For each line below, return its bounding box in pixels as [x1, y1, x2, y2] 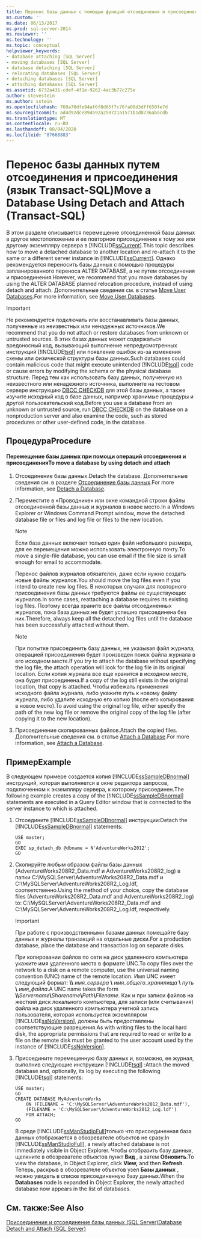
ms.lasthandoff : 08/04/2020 [6, 126, 77, 132]
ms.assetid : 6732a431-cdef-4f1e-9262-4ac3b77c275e [6, 87, 136, 93]
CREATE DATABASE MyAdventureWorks [14, 1096, 102, 1102]
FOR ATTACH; [26, 1112, 56, 1118]
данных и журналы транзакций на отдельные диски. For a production [14, 935, 191, 942]
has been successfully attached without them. [14, 621, 130, 629]
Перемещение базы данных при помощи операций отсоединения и [6, 453, 186, 460]
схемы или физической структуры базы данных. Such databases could [6, 354, 186, 362]
